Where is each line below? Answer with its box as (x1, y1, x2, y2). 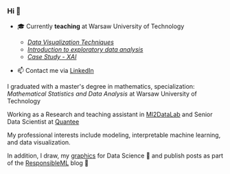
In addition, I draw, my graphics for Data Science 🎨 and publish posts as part (7, 151, 224, 160)
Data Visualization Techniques (27, 38, 115, 47)
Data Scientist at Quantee (7, 118, 80, 126)
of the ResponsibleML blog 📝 (7, 159, 89, 167)
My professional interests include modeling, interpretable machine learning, (7, 131, 221, 140)
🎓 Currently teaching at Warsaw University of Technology (16, 22, 185, 30)
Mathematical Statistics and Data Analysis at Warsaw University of (7, 89, 198, 98)
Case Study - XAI (27, 53, 77, 61)
